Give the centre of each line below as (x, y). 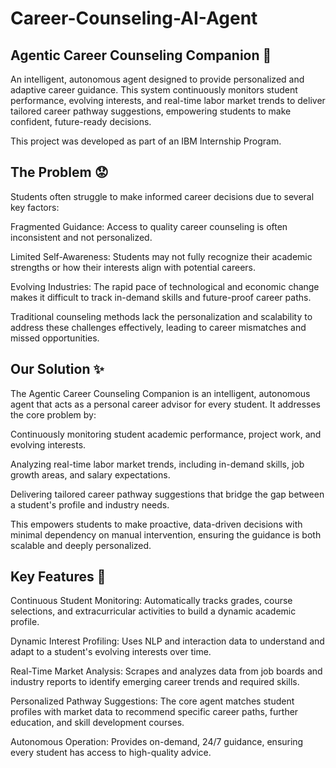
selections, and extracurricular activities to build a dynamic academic (153, 611)
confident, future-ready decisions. (81, 121)
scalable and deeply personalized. (81, 545)
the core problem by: (53, 414)
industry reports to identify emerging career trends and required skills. (155, 682)
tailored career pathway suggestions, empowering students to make (151, 111)
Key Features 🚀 (58, 577)
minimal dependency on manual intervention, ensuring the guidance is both (166, 534)
